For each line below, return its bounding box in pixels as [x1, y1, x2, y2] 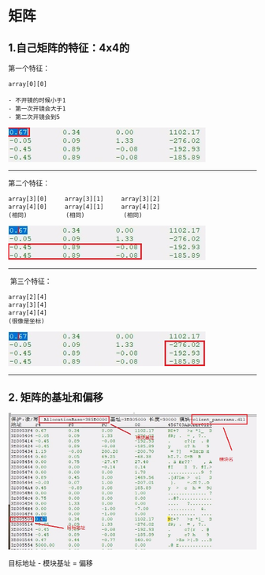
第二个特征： [8, 178, 50, 188]
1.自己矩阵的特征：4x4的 [8, 41, 130, 54]
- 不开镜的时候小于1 [8, 96, 66, 104]
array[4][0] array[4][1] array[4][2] [8, 203, 160, 211]
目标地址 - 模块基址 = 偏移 [8, 558, 93, 568]
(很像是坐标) [8, 317, 45, 325]
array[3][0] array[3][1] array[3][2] [8, 195, 160, 203]
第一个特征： [8, 64, 50, 73]
